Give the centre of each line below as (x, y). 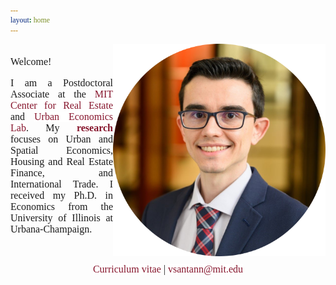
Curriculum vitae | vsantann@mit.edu (168, 269)
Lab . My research (61, 128)
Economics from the (61, 206)
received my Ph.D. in (61, 195)
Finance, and (61, 173)
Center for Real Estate (61, 105)
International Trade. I (61, 184)
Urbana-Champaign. (51, 229)
